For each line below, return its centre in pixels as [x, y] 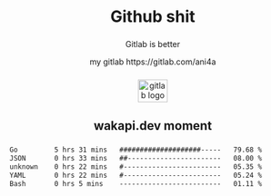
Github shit [153, 17]
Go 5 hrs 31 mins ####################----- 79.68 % [135, 150]
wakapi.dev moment [153, 126]
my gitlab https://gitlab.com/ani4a [153, 62]
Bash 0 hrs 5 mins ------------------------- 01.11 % [135, 183]
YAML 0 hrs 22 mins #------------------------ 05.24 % [135, 175]
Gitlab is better [153, 44]
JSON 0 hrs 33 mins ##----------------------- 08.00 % [135, 159]
